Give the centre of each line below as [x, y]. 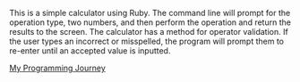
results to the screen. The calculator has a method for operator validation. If [149, 32]
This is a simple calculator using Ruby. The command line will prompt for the [150, 13]
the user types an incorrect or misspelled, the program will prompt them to [147, 41]
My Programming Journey [57, 68]
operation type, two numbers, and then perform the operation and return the [150, 22]
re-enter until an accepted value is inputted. [90, 51]
